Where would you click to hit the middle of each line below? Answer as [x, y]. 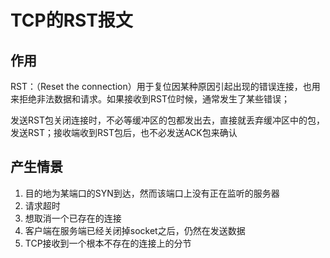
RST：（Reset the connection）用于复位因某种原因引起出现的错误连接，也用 [165, 86]
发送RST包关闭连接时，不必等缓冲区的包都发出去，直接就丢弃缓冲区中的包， [167, 120]
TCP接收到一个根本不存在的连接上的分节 [108, 243]
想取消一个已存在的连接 [73, 218]
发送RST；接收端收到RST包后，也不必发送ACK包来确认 [124, 132]
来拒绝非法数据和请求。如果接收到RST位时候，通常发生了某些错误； [150, 99]
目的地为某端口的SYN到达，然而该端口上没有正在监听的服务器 [152, 193]
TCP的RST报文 [71, 20]
